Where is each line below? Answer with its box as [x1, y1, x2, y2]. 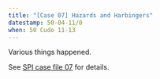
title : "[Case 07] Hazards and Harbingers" [8, 11, 154, 20]
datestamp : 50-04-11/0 [8, 19, 83, 27]
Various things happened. [8, 48, 92, 57]
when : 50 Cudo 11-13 [8, 26, 76, 34]
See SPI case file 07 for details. [8, 63, 110, 72]
